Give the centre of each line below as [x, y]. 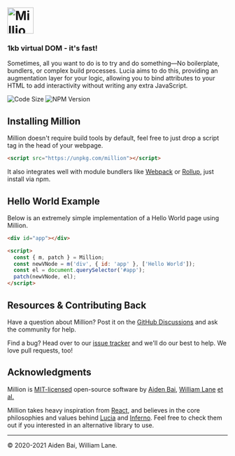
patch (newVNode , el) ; [45, 277]
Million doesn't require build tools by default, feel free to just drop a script [113, 138]
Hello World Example [54, 201]
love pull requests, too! [40, 350]
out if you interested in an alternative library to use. [81, 425]
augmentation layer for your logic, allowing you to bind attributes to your [111, 78]
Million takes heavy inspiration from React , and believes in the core [104, 410]
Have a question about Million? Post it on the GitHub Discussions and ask [113, 322]
